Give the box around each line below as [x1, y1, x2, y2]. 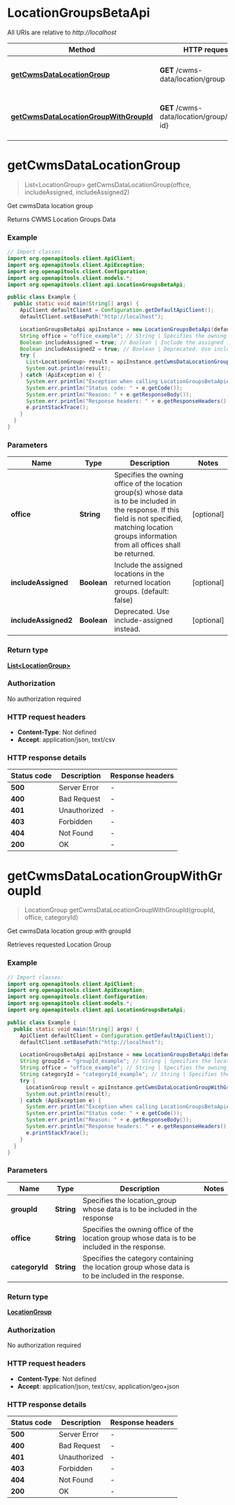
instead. [114, 624, 141, 634]
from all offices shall [114, 540, 180, 550]
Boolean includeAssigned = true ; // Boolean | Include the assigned [20, 338, 224, 346]
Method [69, 44, 96, 54]
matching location [114, 523, 173, 532]
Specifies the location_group [83, 1195, 177, 1205]
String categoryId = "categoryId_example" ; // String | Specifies [20, 1071, 218, 1078]
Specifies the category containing [83, 1253, 194, 1263]
